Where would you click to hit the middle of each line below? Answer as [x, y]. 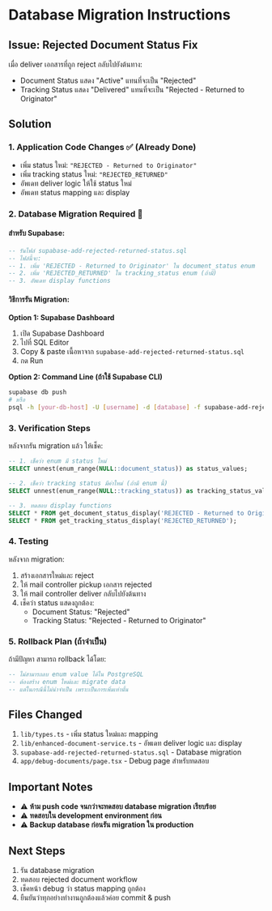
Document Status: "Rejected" [81, 612]
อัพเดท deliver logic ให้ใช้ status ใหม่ [76, 183]
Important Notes [51, 787]
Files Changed [45, 715]
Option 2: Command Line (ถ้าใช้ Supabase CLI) [86, 377]
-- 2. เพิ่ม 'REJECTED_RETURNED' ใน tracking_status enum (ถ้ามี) [113, 273]
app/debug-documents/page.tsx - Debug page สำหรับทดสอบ [114, 761]
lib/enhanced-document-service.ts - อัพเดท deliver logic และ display [131, 743]
